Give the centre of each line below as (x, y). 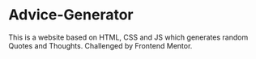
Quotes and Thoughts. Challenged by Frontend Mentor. (100, 45)
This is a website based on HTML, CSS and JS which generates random (128, 37)
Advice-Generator (71, 15)
